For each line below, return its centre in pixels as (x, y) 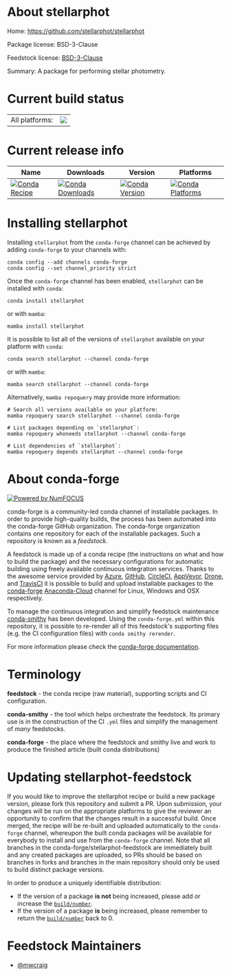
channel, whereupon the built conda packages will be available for (118, 833)
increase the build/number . (55, 903)
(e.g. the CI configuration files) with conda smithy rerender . (91, 633)
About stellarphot (58, 12)
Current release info (66, 150)
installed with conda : (35, 288)
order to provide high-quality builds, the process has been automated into (112, 519)
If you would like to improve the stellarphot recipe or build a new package (111, 796)
